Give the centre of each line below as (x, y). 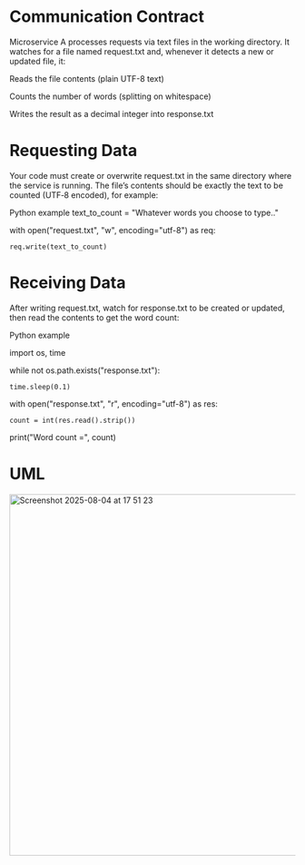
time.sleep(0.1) (40, 387)
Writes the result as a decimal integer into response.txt (112, 113)
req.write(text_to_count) (58, 247)
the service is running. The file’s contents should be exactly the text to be (147, 185)
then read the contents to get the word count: (94, 317)
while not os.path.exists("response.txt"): (85, 370)
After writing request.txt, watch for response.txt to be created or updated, (148, 308)
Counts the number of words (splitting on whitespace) (110, 96)
